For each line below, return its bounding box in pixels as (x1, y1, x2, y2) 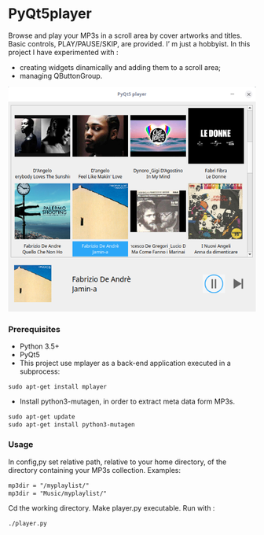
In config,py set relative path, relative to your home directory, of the (8, 457, 227, 467)
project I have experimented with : (8, 47, 119, 57)
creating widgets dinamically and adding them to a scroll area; (19, 62, 222, 72)
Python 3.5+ (19, 341, 60, 351)
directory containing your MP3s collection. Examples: (8, 465, 181, 474)
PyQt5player (8, 5, 92, 23)
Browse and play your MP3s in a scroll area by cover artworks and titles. (8, 31, 242, 40)
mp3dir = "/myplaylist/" (8, 481, 90, 489)
